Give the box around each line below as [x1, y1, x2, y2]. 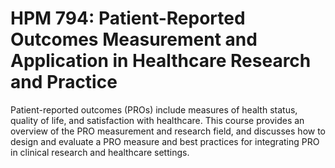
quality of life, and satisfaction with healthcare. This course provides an [10, 114, 305, 126]
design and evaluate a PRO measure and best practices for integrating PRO [10, 135, 320, 147]
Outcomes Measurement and [10, 28, 258, 51]
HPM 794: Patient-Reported [10, 7, 246, 30]
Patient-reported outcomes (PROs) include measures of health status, [10, 103, 298, 116]
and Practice [10, 71, 118, 94]
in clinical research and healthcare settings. [10, 146, 190, 158]
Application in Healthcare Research [10, 50, 312, 72]
